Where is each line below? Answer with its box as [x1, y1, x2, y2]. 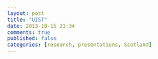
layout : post [7, 9, 45, 17]
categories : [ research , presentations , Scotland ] [7, 41, 153, 48]
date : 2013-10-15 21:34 [7, 22, 76, 29]
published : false [7, 35, 57, 42]
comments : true [7, 28, 51, 36]
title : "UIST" [7, 16, 48, 23]
